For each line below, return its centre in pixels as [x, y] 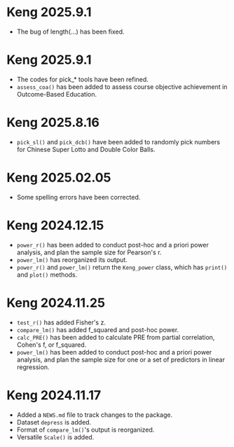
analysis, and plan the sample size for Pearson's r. [89, 252]
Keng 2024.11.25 [56, 303]
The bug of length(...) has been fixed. [70, 32]
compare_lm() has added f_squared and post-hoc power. [98, 329]
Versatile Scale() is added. [55, 437]
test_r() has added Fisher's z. [61, 322]
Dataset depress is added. [54, 422]
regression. [33, 367]
